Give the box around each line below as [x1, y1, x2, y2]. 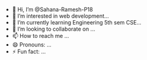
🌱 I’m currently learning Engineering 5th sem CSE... [12, 19, 142, 26]
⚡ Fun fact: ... [12, 48, 46, 55]
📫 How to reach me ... [12, 32, 69, 39]
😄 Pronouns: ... [12, 41, 52, 48]
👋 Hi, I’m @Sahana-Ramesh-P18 [12, 6, 93, 13]
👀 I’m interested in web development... [12, 12, 109, 20]
